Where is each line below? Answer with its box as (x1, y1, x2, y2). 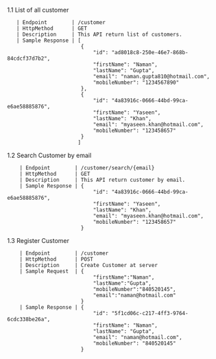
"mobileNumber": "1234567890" (93, 79, 180, 86)
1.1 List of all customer (7, 6, 69, 14)
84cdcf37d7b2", (7, 55, 51, 62)
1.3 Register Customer (7, 237, 70, 244)
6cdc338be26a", (7, 316, 51, 323)
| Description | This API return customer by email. (19, 176, 186, 183)
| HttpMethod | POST (19, 256, 94, 263)
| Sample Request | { (19, 268, 84, 275)
